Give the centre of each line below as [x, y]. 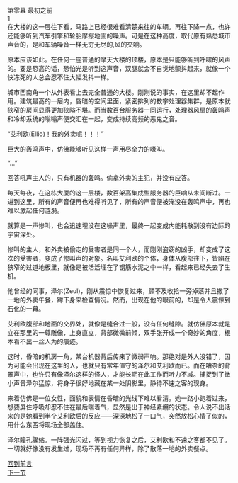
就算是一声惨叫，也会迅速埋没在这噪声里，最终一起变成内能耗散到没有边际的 [119, 226]
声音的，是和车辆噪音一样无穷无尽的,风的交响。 [77, 44]
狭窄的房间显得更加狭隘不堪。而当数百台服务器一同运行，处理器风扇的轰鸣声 [119, 110]
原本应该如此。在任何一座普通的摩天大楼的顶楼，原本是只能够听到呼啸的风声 [119, 59]
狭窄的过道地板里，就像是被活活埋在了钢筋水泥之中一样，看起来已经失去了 [116, 267]
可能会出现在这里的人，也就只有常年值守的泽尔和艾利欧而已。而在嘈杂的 [119, 365]
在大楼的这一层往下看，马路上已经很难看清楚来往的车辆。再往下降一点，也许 [119, 27]
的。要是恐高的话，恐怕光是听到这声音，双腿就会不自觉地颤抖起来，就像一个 [119, 68]
